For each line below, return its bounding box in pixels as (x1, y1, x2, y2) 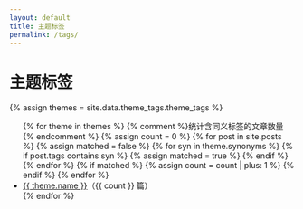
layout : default (9, 13, 71, 23)
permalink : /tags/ (9, 30, 79, 39)
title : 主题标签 (9, 22, 65, 31)
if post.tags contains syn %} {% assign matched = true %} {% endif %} (22, 150, 289, 161)
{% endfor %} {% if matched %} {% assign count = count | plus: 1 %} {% (22, 160, 295, 171)
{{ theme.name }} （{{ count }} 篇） (22, 180, 153, 191)
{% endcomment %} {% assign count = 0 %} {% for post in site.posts (22, 131, 282, 142)
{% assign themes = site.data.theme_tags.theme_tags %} (9, 102, 223, 113)
